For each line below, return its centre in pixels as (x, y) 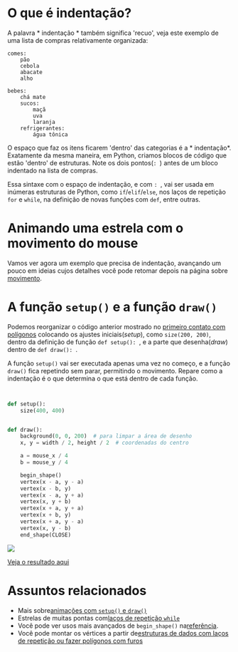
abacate (31, 72)
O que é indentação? (70, 13)
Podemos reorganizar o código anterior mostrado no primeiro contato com (117, 326)
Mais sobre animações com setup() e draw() (82, 610)
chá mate (33, 97)
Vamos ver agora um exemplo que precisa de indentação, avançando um (114, 263)
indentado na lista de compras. (53, 170)
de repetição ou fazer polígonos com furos (80, 641)
